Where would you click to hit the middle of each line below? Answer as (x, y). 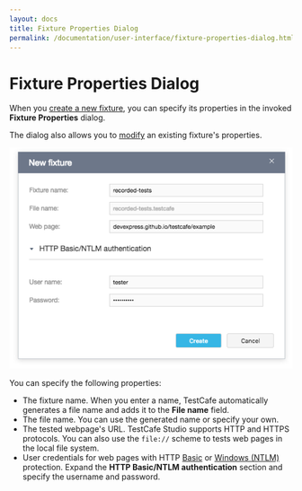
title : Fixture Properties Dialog (74, 28)
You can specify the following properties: (85, 383)
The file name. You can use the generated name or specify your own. (151, 419)
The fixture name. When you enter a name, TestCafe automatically (145, 400)
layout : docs (34, 19)
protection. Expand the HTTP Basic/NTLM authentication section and (152, 467)
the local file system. (61, 448)
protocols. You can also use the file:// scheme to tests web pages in (152, 438)
